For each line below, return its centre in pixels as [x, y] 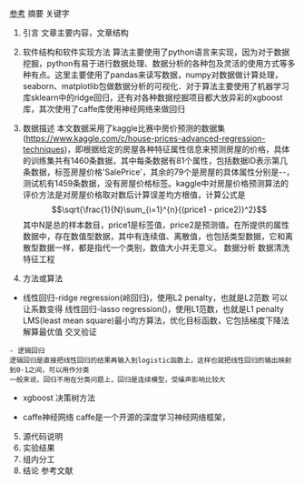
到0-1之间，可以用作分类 [49, 370]
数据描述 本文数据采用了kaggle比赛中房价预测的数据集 [124, 128]
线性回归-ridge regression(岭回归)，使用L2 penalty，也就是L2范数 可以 [155, 297]
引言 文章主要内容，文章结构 [75, 33]
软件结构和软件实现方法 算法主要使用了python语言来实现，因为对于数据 [156, 52]
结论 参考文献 [48, 470]
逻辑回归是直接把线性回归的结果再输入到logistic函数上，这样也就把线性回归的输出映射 [151, 360]
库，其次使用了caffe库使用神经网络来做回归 [104, 109]
